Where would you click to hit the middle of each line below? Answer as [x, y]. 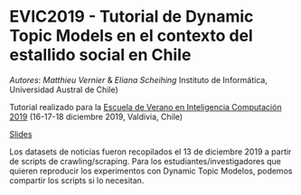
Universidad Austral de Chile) [64, 89]
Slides [21, 134]
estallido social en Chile [100, 55]
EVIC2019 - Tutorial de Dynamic [132, 17]
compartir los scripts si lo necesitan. [77, 180]
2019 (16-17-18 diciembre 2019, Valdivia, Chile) [96, 116]
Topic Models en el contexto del [131, 36]
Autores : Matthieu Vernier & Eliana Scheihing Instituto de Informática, [139, 79]
